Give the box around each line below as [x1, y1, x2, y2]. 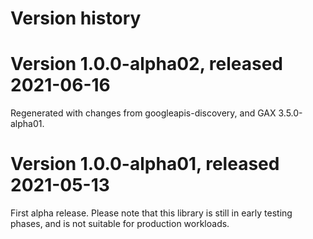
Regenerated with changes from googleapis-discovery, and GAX [10, 107, 277, 119]
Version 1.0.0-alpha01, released [10, 153, 280, 176]
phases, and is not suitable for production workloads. [10, 218, 230, 230]
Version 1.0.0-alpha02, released [10, 53, 283, 76]
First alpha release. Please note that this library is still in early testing [10, 207, 293, 219]
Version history [10, 7, 142, 30]
